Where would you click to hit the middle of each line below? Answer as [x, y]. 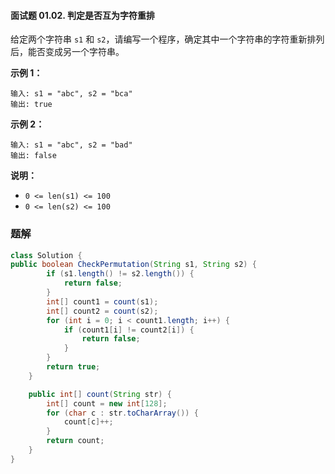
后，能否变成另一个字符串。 [67, 52]
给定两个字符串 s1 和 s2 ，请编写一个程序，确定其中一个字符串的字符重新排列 [167, 39]
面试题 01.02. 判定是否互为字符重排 [82, 15]
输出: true [31, 105]
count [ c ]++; [88, 422]
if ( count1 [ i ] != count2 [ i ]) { [129, 330]
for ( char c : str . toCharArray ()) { [122, 413]
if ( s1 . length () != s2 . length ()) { [120, 274]
